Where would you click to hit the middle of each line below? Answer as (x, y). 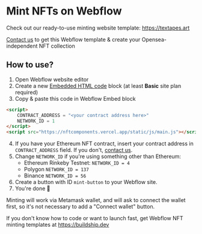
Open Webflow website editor (52, 79)
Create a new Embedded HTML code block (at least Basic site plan (98, 86)
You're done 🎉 (32, 189)
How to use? (30, 65)
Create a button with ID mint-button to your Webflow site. (86, 182)
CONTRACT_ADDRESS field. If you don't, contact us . (74, 150)
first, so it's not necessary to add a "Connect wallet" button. (81, 207)
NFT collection (57, 46)
